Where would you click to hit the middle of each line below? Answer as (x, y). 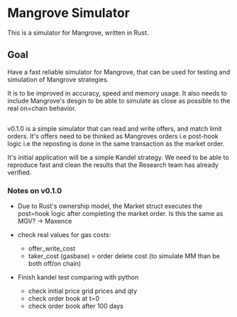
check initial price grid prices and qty (83, 291)
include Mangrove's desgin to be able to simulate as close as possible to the (119, 100)
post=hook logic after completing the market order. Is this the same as (120, 214)
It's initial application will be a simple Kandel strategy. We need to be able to (118, 158)
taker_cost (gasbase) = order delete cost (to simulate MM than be (124, 256)
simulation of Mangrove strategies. (58, 79)
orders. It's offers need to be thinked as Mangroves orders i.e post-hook (113, 137)
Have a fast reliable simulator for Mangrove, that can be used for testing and (119, 71)
